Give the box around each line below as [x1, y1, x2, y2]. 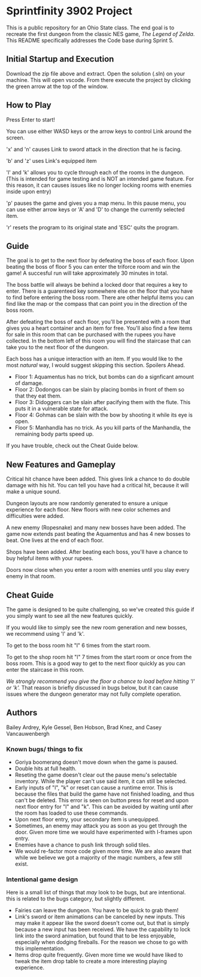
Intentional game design [6, 875, 78, 884]
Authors [6, 708, 38, 718]
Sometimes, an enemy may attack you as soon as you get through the [14, 822, 187, 830]
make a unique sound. [6, 488, 61, 495]
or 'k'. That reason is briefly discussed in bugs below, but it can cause [6, 684, 178, 691]
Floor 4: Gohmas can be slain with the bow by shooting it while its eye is [14, 411, 193, 418]
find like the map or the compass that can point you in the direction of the [6, 301, 187, 308]
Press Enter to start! [6, 116, 56, 123]
